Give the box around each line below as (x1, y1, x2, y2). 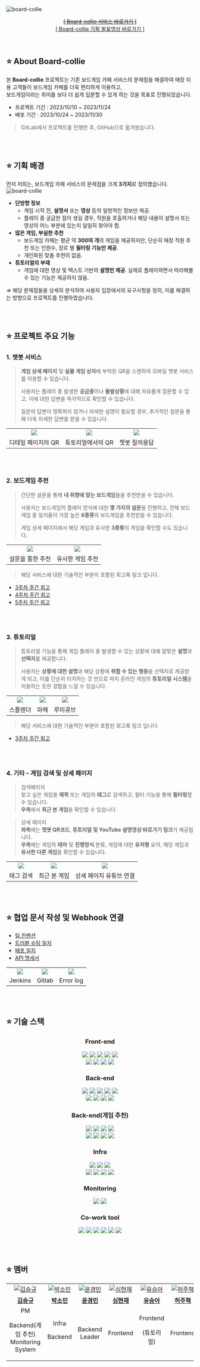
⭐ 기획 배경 (6, 161, 45, 171)
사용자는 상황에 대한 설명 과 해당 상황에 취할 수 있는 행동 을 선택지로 (20, 667, 174, 675)
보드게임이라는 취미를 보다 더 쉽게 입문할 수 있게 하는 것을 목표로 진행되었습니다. (6, 91, 192, 98)
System (14, 1346, 36, 1353)
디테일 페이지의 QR (9, 438, 60, 447)
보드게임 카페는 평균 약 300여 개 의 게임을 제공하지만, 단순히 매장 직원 (23, 236, 185, 244)
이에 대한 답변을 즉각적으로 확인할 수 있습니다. (29, 395, 135, 403)
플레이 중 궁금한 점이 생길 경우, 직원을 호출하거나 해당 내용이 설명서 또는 (23, 214, 190, 221)
